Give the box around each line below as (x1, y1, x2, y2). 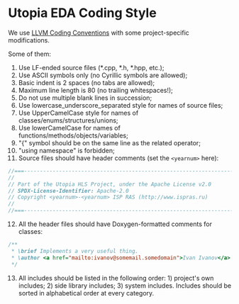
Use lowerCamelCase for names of (18, 123, 121, 132)
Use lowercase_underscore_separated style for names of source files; (18, 101, 223, 109)
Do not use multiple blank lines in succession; (18, 94, 152, 102)
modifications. (8, 35, 50, 44)
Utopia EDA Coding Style (8, 5, 157, 21)
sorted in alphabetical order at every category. (18, 288, 155, 297)
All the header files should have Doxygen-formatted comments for (18, 220, 212, 228)
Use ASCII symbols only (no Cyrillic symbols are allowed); (18, 71, 188, 79)
